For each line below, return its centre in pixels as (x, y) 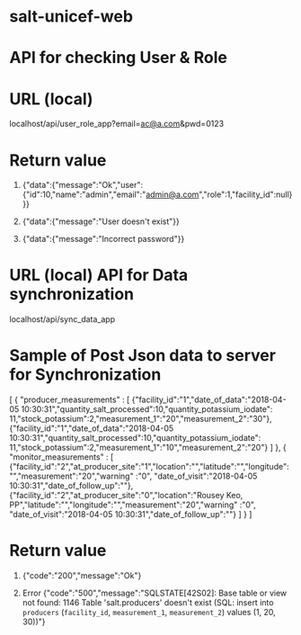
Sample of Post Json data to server (143, 356)
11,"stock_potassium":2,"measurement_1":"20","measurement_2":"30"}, (141, 419)
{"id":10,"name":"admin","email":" (84, 194)
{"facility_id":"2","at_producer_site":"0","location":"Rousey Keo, (126, 496)
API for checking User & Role (118, 58)
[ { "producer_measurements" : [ (70, 400)
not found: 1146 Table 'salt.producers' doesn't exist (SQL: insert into (148, 603)
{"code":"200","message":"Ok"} (82, 576)
